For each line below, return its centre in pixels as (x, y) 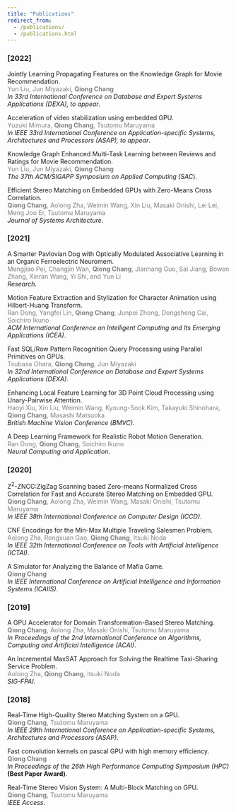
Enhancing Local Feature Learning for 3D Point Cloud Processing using (111, 393)
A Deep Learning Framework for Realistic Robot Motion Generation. (105, 436)
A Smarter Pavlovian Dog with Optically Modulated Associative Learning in (116, 254)
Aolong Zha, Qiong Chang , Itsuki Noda (64, 674)
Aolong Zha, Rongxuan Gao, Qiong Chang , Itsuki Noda (87, 538)
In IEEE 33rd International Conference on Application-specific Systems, (111, 132)
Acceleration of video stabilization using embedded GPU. (90, 117)
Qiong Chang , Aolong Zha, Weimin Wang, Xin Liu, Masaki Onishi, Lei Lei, (113, 205)
